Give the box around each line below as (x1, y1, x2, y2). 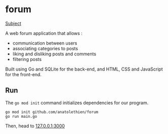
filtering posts (12, 56, 42, 62)
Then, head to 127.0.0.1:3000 (5, 123, 65, 129)
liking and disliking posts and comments (12, 51, 97, 57)
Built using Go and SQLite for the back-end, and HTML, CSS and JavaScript (5, 66, 163, 72)
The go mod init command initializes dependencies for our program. (5, 99, 149, 106)
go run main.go (5, 114, 37, 119)
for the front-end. (5, 71, 42, 77)
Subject (5, 20, 21, 26)
